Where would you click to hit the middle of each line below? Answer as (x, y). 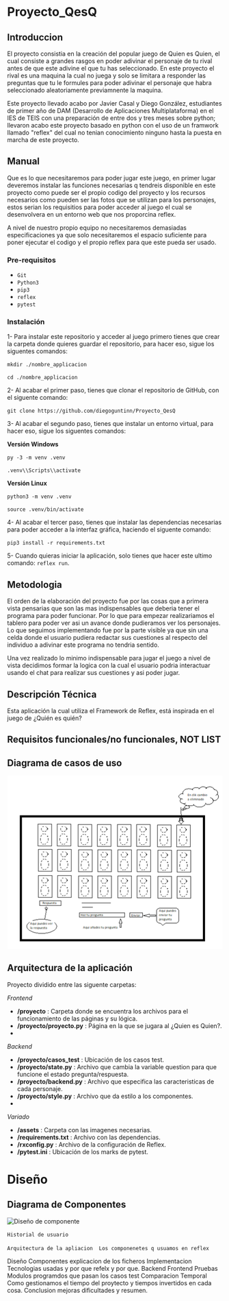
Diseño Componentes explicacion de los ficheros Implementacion (99, 1261)
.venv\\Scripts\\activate (44, 470)
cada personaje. (40, 1088)
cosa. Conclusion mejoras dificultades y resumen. (78, 1290)
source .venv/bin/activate (45, 510)
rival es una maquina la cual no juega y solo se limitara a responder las (107, 75)
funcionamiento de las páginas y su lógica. (77, 1018)
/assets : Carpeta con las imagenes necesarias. (84, 1130)
